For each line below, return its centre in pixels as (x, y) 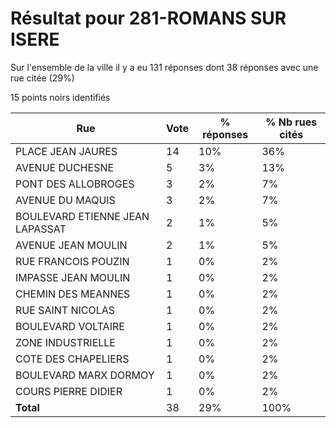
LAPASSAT (41, 229)
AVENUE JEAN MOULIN (71, 245)
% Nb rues (291, 122)
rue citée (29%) (42, 78)
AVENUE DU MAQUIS (65, 200)
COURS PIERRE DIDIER (69, 391)
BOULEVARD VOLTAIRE (70, 326)
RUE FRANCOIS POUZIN (72, 261)
